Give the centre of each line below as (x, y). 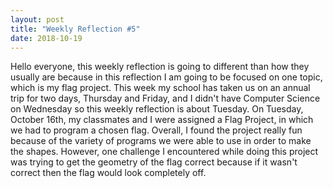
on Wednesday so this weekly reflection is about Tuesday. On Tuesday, (157, 109)
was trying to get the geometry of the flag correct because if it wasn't (154, 162)
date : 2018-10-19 (46, 38)
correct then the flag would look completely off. (108, 173)
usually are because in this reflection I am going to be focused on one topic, (166, 77)
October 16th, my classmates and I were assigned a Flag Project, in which (162, 120)
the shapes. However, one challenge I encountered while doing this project (164, 152)
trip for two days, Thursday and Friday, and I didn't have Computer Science (165, 98)
